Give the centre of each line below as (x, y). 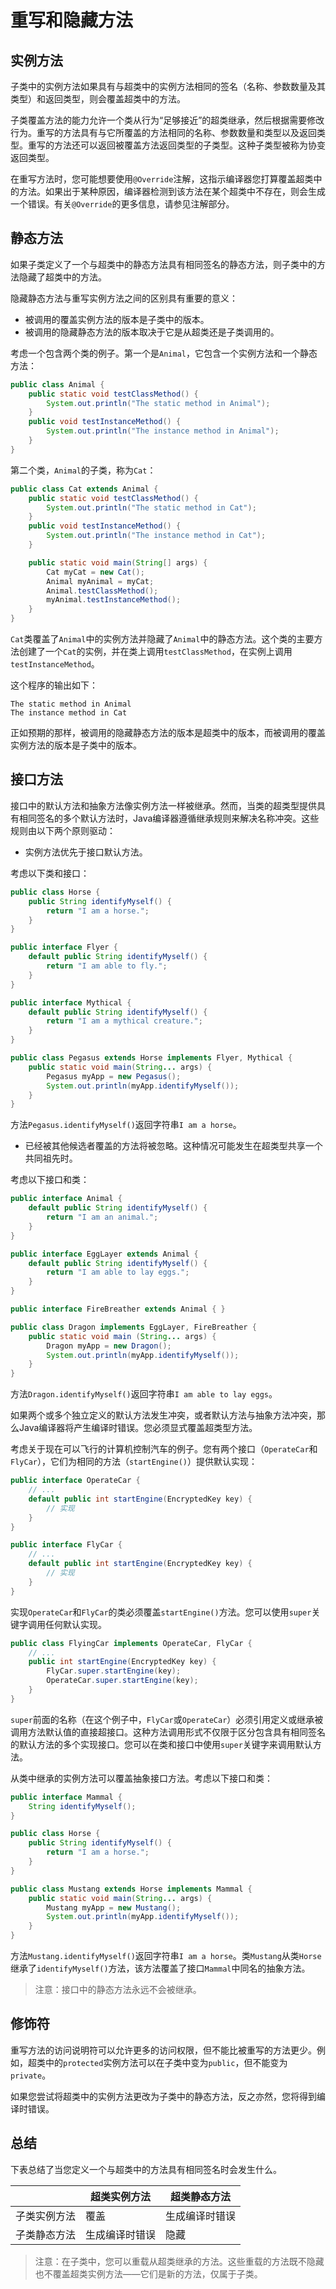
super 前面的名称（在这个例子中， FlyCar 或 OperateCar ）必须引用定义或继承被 (167, 1719)
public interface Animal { (66, 1199)
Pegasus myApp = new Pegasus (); (114, 1076)
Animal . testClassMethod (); (102, 591)
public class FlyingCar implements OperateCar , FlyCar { (131, 1643)
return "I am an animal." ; (102, 1217)
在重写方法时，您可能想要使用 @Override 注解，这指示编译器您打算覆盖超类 (162, 179)
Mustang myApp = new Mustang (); (114, 1907)
